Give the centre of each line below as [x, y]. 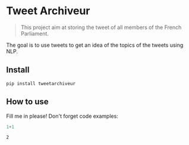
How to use [27, 102]
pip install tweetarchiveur [41, 83]
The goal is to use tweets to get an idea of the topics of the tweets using [95, 45]
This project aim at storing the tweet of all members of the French [101, 27]
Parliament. [35, 33]
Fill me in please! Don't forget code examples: [62, 116]
